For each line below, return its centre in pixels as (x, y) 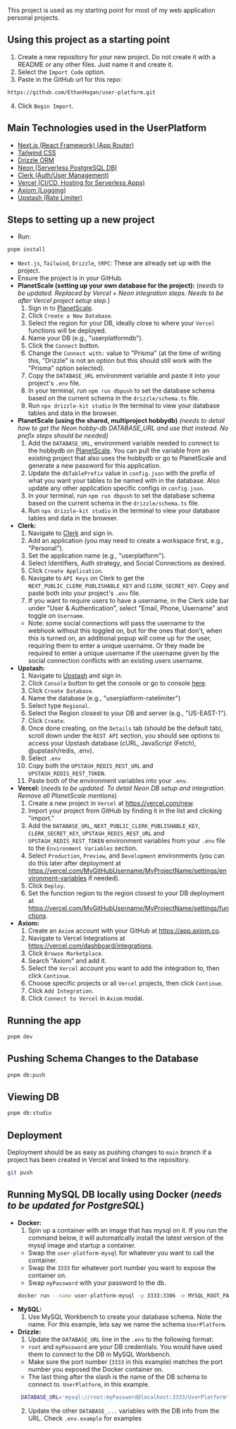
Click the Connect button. (64, 346)
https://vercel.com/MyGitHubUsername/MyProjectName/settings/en (127, 871)
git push (20, 1173)
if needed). (104, 878)
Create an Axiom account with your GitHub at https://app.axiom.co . (124, 931)
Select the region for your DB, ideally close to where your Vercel (121, 323)
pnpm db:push (26, 1075)
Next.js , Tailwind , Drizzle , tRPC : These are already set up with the (114, 263)
